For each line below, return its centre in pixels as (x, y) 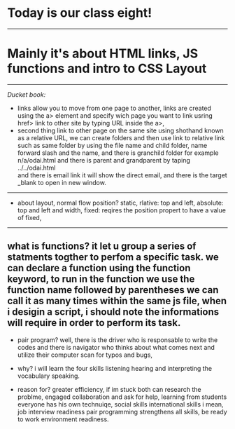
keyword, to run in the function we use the (101, 279)
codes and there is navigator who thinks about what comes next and (116, 347)
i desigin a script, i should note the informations (113, 312)
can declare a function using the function (99, 268)
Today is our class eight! (80, 13)
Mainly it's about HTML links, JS (103, 54)
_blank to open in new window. (62, 182)
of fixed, (29, 217)
